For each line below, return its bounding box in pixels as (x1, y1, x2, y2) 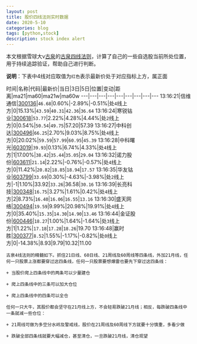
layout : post (6, 8, 38, 15)
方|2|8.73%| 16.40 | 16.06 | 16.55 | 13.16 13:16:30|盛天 (6, 195, 126, 202)
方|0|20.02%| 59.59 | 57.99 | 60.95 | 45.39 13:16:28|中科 (6, 136, 131, 143)
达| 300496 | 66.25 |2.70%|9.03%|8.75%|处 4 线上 (6, 129, 119, 136)
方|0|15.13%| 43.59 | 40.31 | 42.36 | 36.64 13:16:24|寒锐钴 (6, 107, 133, 114)
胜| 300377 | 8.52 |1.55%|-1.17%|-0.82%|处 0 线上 (6, 232, 118, 239)
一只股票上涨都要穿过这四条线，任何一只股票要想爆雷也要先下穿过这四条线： (10, 259, 168, 265)
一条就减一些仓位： (6, 310, 46, 316)
